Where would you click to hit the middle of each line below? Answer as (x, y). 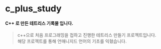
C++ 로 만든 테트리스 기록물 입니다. (39, 23)
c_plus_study (33, 9)
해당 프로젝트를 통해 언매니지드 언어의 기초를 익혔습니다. (72, 41)
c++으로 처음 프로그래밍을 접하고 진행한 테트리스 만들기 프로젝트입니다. (87, 35)
